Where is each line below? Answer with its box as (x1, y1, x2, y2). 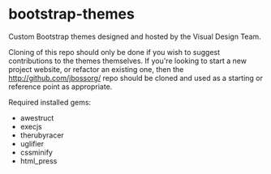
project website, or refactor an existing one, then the (8, 64, 184, 74)
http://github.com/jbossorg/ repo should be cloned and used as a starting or (8, 73, 264, 83)
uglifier (19, 138, 45, 148)
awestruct (19, 112, 54, 122)
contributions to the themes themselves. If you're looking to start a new (8, 56, 247, 66)
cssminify (19, 147, 53, 157)
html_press (19, 155, 58, 166)
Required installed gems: (8, 97, 92, 107)
